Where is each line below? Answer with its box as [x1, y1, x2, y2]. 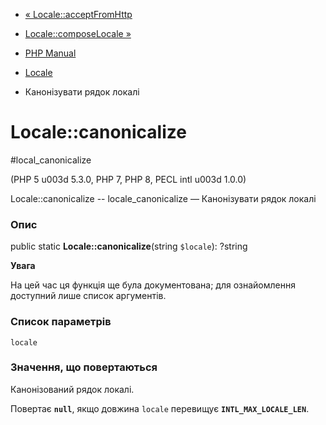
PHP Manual [24, 47, 77, 59]
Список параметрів [10, 315, 112, 329]
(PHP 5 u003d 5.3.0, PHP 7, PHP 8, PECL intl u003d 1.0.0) [10, 173, 247, 185]
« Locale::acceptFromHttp [24, 9, 133, 20]
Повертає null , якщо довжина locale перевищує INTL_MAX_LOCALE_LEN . [10, 402, 310, 414]
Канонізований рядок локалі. [10, 383, 135, 395]
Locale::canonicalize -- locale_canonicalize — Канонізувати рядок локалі [10, 192, 317, 204]
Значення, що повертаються [10, 360, 158, 374]
